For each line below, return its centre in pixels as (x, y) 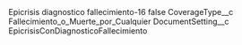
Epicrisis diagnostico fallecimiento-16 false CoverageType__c (121, 12)
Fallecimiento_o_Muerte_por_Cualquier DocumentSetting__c (119, 21)
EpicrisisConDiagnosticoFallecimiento (78, 31)
